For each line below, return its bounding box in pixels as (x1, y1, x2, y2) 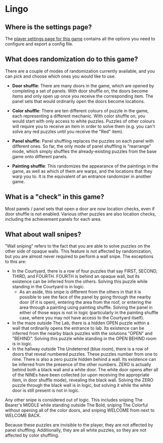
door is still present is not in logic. (12, 387, 80, 394)
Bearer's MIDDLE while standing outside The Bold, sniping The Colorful (5, 402, 148, 408)
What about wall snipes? (5, 231, 81, 239)
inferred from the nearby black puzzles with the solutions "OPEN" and (12, 331, 153, 337)
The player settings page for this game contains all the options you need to (5, 36, 156, 42)
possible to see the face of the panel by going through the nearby (19, 294, 151, 300)
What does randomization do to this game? (5, 55, 138, 63)
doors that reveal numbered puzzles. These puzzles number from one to (12, 351, 158, 357)
